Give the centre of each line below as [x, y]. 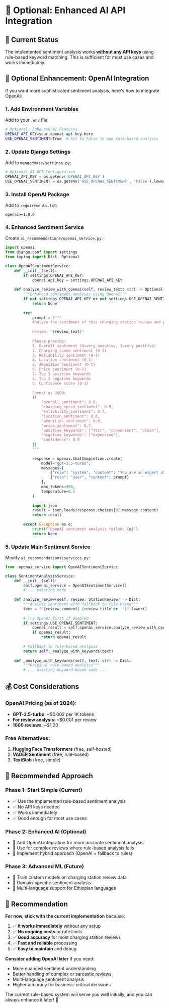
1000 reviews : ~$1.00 [35, 725]
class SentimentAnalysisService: [40, 576]
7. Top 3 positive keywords [62, 374]
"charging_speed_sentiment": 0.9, [77, 407]
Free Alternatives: [28, 738]
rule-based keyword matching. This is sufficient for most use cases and [79, 57]
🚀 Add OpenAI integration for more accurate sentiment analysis [78, 843]
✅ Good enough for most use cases [50, 818]
